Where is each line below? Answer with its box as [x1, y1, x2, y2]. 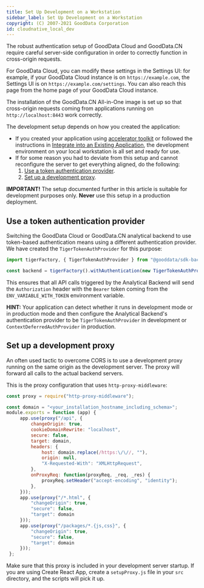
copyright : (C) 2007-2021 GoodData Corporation [6, 20, 129, 26]
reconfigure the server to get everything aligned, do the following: [15, 161, 180, 168]
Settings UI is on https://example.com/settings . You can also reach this [6, 80, 186, 88]
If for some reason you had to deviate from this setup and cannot [15, 154, 178, 162]
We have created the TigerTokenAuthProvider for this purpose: [6, 245, 163, 252]
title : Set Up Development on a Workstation [6, 9, 121, 15]
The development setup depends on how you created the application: [6, 123, 181, 131]
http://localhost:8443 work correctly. [6, 111, 103, 119]
